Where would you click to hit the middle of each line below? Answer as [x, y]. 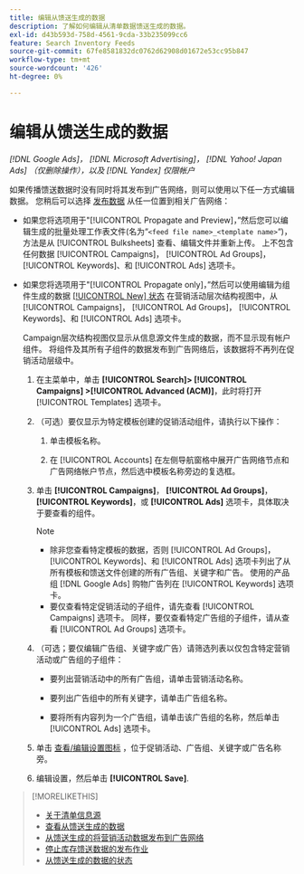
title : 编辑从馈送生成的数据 [57, 18]
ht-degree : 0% [36, 77]
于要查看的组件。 [68, 513]
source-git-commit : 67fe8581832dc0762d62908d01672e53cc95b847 [129, 52]
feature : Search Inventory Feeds [72, 43]
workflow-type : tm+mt [50, 60]
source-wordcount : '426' [56, 69]
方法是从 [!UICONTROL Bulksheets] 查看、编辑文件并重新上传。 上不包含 [158, 242]
